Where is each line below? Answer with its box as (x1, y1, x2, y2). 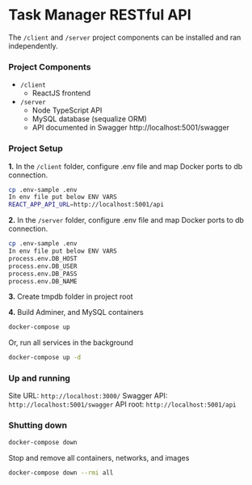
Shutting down (8, 419, 67, 431)
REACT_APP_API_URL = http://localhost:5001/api (8, 201, 164, 209)
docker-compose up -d (8, 354, 82, 362)
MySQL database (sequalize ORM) (31, 114, 147, 124)
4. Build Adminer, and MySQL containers (8, 308, 144, 317)
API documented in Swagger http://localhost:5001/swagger (31, 123, 230, 133)
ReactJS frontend (31, 88, 91, 98)
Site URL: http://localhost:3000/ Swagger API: (8, 391, 168, 401)
